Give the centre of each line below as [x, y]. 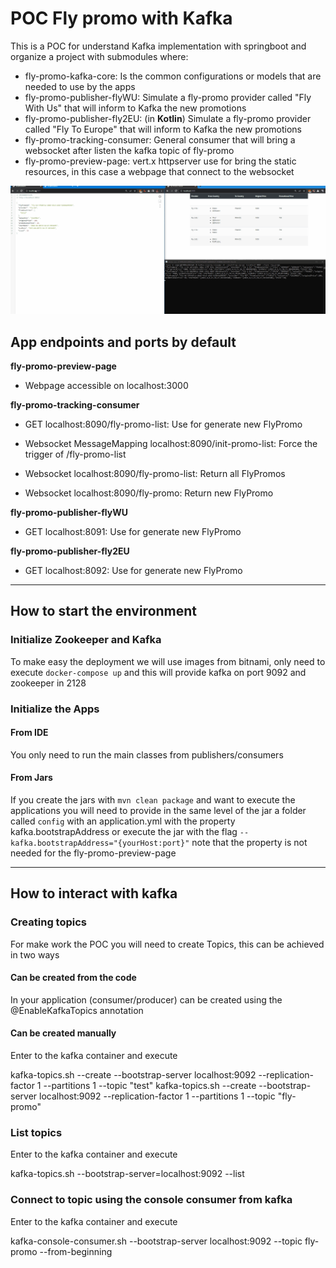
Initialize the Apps [55, 709]
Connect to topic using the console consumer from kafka [151, 1200]
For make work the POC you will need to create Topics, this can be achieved [167, 944]
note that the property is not [249, 842]
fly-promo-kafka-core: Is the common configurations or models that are [173, 76]
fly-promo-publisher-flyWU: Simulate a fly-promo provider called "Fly [168, 97]
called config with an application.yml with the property [123, 821]
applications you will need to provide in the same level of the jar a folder [158, 810]
